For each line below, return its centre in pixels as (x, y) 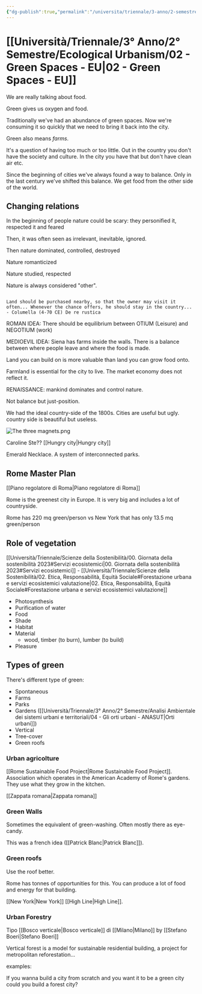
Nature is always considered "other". (52, 286)
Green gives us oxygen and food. (47, 109)
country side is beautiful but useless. (52, 419)
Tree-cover (29, 736)
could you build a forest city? (42, 984)
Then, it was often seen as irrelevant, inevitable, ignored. (77, 239)
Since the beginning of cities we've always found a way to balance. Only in (99, 174)
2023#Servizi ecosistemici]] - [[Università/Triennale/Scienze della (88, 570)
